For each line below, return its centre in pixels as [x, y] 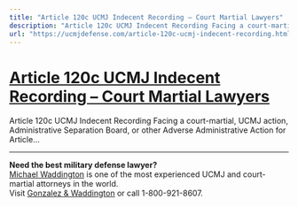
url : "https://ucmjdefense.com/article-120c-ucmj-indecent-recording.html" [152, 34]
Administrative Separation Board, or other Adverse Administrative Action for [148, 130]
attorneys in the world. [77, 184]
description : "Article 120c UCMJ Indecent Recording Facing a [126, 26]
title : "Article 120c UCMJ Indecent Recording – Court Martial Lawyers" [146, 17]
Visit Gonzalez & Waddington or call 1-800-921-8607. [106, 193]
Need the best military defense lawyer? [83, 165]
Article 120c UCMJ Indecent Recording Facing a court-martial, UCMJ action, [149, 121]
